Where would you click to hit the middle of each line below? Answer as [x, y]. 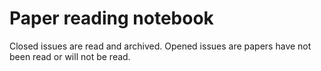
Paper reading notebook [111, 18]
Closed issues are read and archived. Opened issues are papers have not [160, 46]
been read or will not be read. [70, 56]
